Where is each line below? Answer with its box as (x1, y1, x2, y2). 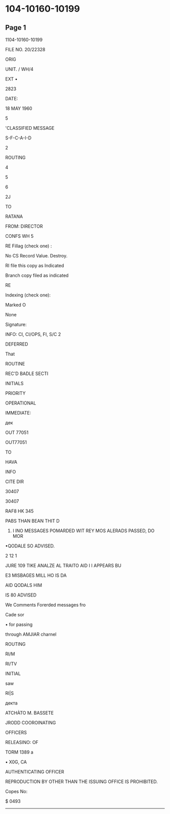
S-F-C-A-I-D (5, 135, 32, 141)
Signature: (5, 321, 27, 327)
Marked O (5, 302, 26, 308)
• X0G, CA (5, 759, 27, 765)
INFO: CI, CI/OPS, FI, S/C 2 (5, 331, 61, 337)
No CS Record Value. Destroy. (5, 253, 68, 258)
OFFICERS (5, 729, 27, 735)
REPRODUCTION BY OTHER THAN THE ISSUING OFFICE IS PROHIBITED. (5, 779, 158, 785)
